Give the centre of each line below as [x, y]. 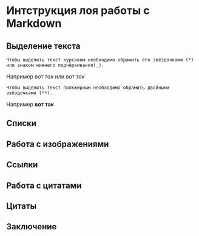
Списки [22, 123]
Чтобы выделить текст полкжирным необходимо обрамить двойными [88, 88]
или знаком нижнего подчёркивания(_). [55, 65]
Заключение [32, 227]
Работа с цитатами [44, 185]
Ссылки [22, 165]
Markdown [34, 23]
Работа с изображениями [58, 144]
